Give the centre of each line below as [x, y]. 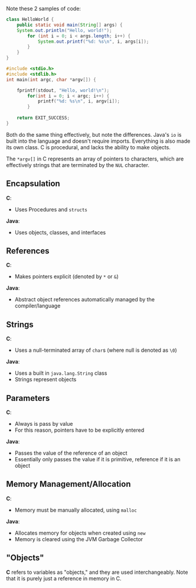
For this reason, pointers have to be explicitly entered [79, 430]
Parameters [28, 398]
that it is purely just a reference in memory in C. [64, 578]
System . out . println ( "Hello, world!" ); [64, 30]
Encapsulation [33, 184]
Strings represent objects [45, 380]
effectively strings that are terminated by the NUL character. [78, 165]
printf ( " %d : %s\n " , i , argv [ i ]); [79, 101]
